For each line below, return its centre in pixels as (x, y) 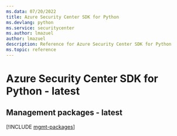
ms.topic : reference (31, 50)
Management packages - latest (64, 113)
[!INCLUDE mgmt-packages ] (40, 127)
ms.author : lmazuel (30, 33)
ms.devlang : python (30, 22)
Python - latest (43, 91)
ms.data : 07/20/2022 (31, 11)
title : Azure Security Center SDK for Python (62, 17)
